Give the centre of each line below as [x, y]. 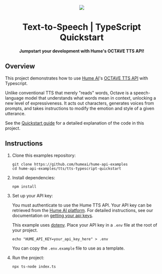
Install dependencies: [34, 177]
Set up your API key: [33, 195]
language [14, 98]
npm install [24, 187]
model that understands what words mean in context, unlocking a [90, 98]
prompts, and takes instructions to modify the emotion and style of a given [80, 108]
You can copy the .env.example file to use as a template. [68, 248]
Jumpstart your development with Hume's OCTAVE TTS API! [82, 51]
